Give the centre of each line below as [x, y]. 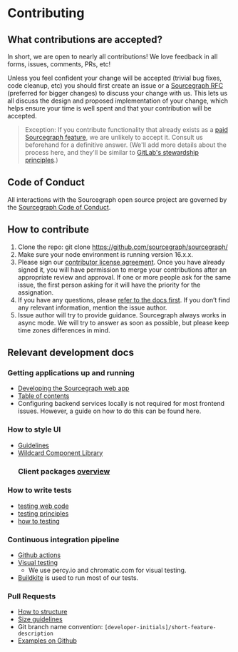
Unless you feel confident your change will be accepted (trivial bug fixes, [115, 78]
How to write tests [40, 490]
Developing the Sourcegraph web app [73, 388]
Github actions [39, 555]
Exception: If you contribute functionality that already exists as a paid [126, 129]
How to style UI [34, 429]
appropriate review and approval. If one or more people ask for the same [124, 277]
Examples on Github [47, 641]
